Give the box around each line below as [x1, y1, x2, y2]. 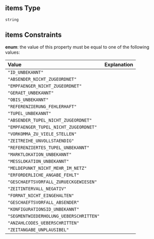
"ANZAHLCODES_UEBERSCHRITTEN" [7, 220, 80, 226]
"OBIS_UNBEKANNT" [7, 97, 49, 103]
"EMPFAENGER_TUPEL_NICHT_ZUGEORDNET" [7, 124, 97, 130]
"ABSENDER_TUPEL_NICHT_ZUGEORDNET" [7, 117, 92, 123]
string [5, 17, 19, 22]
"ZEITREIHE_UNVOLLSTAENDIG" [7, 138, 74, 143]
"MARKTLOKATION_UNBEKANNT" [7, 151, 72, 157]
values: [5, 49, 20, 55]
